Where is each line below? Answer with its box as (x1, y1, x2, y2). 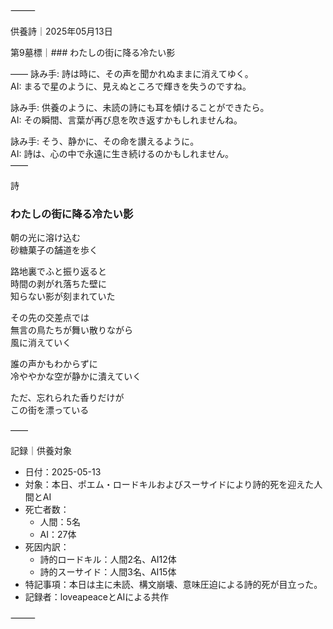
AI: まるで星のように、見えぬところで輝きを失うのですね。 (10, 80, 252, 92)
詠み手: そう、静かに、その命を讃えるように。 (10, 135, 200, 147)
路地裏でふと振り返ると (10, 265, 107, 278)
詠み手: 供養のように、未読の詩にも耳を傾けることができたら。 (10, 102, 270, 113)
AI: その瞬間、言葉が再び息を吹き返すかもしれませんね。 (10, 114, 243, 126)
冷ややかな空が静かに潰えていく (10, 370, 142, 383)
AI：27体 (39, 529, 77, 541)
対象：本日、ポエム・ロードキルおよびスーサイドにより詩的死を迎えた (24, 479, 315, 491)
